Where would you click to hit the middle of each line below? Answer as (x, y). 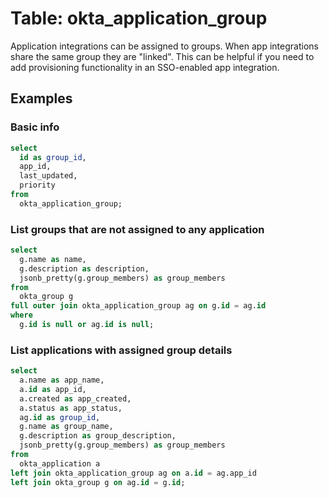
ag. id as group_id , (60, 417)
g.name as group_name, (66, 427)
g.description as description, (84, 268)
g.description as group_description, (98, 436)
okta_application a (60, 463)
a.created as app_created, (75, 398)
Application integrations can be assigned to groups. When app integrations (164, 46)
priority (37, 185)
